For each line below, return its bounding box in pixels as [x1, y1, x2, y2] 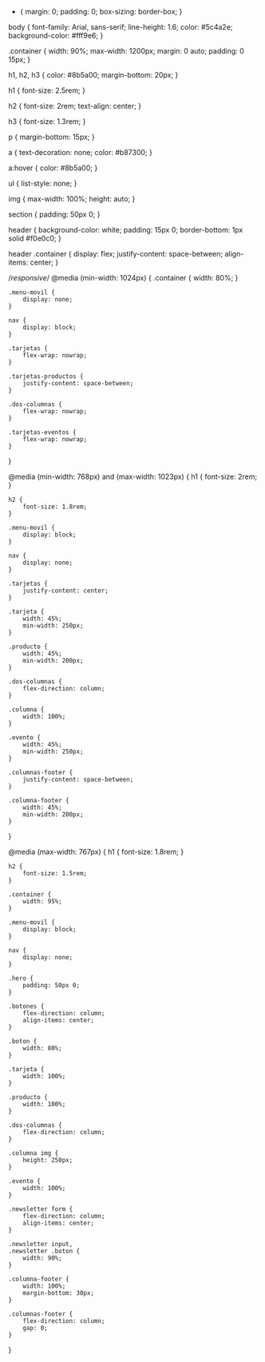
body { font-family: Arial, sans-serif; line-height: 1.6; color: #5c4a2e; [8, 22, 233, 31]
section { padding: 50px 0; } [8, 209, 101, 219]
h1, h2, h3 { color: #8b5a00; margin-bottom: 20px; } [8, 70, 179, 79]
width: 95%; [22, 898, 62, 906]
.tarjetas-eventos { [8, 428, 77, 436]
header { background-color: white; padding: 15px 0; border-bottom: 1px [8, 225, 243, 234]
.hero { [8, 974, 34, 982]
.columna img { [8, 1149, 59, 1157]
